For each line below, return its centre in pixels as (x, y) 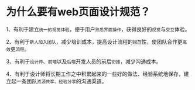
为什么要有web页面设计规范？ (78, 12)
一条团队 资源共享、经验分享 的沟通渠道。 (61, 81)
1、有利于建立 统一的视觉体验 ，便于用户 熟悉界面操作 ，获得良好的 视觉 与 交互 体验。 (98, 29)
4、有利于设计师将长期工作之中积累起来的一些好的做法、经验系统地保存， (95, 74)
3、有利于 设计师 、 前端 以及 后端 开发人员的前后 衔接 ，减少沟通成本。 (84, 61)
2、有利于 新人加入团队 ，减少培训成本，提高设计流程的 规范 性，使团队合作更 (94, 41)
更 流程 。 (20, 49)
